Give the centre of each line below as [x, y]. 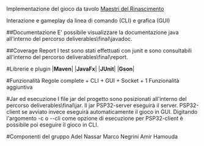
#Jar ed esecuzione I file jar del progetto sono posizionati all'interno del [97, 99]
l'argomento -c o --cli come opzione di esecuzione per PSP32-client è [95, 118]
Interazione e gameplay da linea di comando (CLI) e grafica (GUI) [88, 20]
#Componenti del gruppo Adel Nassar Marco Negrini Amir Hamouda [92, 137]
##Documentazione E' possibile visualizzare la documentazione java [93, 32]
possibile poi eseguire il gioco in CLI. [53, 125]
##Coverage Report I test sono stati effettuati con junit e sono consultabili [99, 50]
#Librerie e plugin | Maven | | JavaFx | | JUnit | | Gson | [71, 69]
